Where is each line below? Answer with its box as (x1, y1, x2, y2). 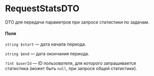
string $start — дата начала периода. (5, 41, 86, 47)
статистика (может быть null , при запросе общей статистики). (5, 66, 137, 72)
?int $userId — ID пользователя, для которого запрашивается (5, 60, 136, 66)
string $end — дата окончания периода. (5, 51, 89, 57)
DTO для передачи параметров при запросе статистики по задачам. (5, 19, 150, 25)
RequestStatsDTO (5, 3, 79, 14)
